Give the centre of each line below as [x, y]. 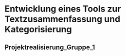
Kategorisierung [38, 29]
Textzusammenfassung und [63, 19]
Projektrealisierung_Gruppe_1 [50, 47]
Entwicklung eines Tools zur [63, 9]
